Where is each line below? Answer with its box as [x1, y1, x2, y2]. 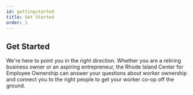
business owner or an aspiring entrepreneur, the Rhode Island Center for [6, 63, 183, 71]
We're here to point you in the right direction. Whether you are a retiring [6, 57, 181, 64]
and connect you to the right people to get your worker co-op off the [6, 76, 174, 83]
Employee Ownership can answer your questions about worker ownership [6, 70, 187, 77]
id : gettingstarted [6, 8, 55, 15]
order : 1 [6, 19, 28, 25]
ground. [6, 82, 26, 89]
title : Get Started [6, 14, 55, 20]
